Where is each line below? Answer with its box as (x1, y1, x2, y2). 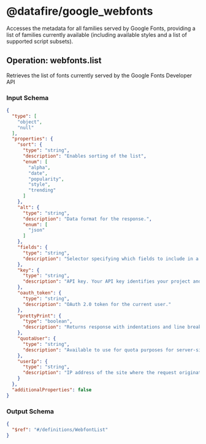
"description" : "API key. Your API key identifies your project (22, 278, 191, 285)
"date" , (28, 170, 48, 176)
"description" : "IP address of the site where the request (22, 370, 177, 376)
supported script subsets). (6, 37, 74, 45)
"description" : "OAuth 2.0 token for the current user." (22, 301, 172, 307)
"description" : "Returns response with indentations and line (22, 324, 185, 331)
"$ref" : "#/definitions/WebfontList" (12, 426, 109, 433)
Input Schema (6, 93, 49, 102)
